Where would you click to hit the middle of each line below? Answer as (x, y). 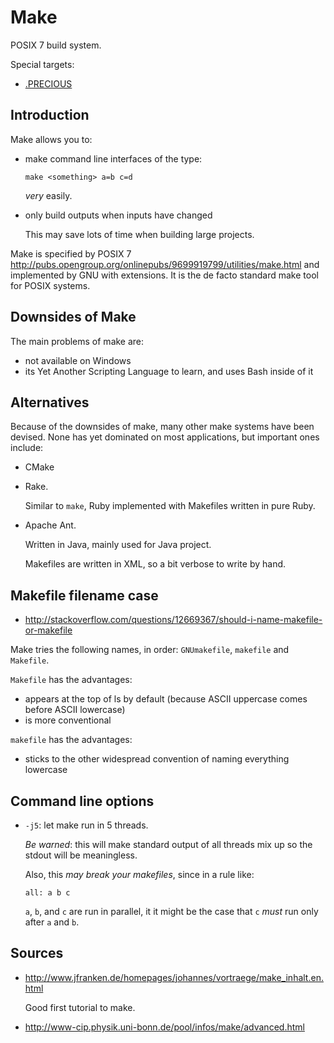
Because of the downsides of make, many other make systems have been (162, 427)
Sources (37, 953)
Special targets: (42, 64)
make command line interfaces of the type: (113, 158)
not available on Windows (78, 360)
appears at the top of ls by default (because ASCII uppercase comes (166, 699)
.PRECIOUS (48, 83)
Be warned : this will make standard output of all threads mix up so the (168, 844)
